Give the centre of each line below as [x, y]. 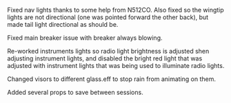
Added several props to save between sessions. [75, 92]
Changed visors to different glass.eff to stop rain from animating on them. [111, 79]
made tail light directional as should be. [63, 24]
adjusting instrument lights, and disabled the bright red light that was [105, 58]
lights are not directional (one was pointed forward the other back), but [108, 17]
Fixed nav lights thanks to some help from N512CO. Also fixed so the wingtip [115, 10]
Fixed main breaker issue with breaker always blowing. [85, 38]
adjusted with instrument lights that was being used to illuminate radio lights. [116, 66]
